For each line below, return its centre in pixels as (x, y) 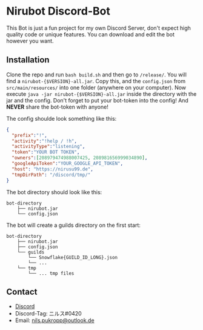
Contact (22, 291)
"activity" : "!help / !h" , (45, 141)
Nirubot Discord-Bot (58, 11)
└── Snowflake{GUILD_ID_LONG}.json (73, 257)
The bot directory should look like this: (54, 192)
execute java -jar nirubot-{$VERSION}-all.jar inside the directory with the (101, 94)
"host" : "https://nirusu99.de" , (53, 169)
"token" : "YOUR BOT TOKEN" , (46, 152)
